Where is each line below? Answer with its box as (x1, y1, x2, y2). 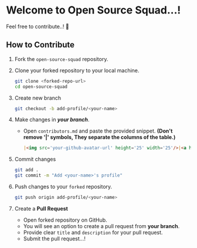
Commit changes (14, 156, 56, 163)
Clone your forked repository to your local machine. (14, 67, 140, 74)
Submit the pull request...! (23, 235, 86, 242)
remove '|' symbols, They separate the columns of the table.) (23, 134, 176, 141)
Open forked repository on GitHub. (23, 216, 107, 223)
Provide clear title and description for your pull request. (23, 229, 163, 236)
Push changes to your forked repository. (14, 183, 113, 190)
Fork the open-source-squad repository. (14, 55, 108, 62)
